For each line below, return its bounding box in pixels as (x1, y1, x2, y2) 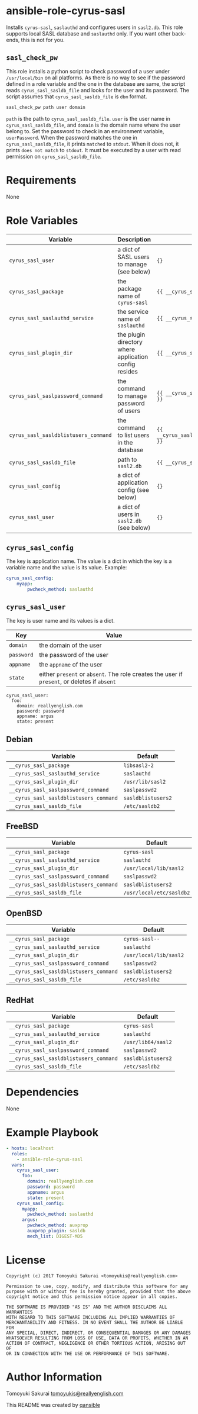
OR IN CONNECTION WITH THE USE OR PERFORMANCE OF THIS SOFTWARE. (6, 1351, 170, 1357)
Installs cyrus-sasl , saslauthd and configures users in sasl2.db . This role (6, 24, 183, 31)
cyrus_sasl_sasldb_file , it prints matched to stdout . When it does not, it (6, 140, 179, 147)
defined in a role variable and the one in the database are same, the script (6, 80, 186, 87)
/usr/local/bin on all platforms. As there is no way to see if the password (6, 74, 186, 81)
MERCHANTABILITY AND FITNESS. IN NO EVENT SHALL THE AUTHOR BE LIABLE (6, 1319, 183, 1325)
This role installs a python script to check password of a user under (6, 67, 170, 75)
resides (117, 367, 138, 375)
